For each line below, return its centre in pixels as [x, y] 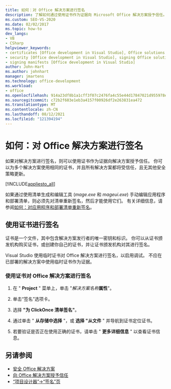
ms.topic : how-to [24, 29]
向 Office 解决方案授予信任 [40, 375]
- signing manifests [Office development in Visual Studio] [70, 62]
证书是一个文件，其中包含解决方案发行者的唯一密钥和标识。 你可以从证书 [82, 238]
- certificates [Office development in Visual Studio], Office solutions [85, 53]
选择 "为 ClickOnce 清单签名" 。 [46, 309]
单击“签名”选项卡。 [33, 299]
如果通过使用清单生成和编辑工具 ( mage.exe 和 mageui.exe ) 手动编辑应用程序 [85, 194]
